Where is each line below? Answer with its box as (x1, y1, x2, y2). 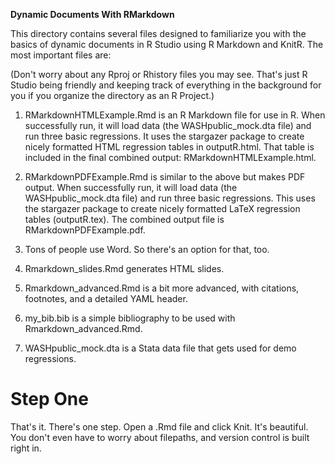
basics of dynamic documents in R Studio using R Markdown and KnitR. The (10, 39, 324, 50)
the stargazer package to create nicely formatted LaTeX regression (24, 203, 301, 214)
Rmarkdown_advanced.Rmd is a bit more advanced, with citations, (24, 282, 300, 294)
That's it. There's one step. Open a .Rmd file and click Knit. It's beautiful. (10, 420, 309, 433)
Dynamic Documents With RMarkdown (10, 9, 175, 20)
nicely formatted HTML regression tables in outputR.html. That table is (24, 141, 315, 153)
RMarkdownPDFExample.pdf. (24, 224, 146, 236)
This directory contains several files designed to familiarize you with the (10, 28, 307, 39)
